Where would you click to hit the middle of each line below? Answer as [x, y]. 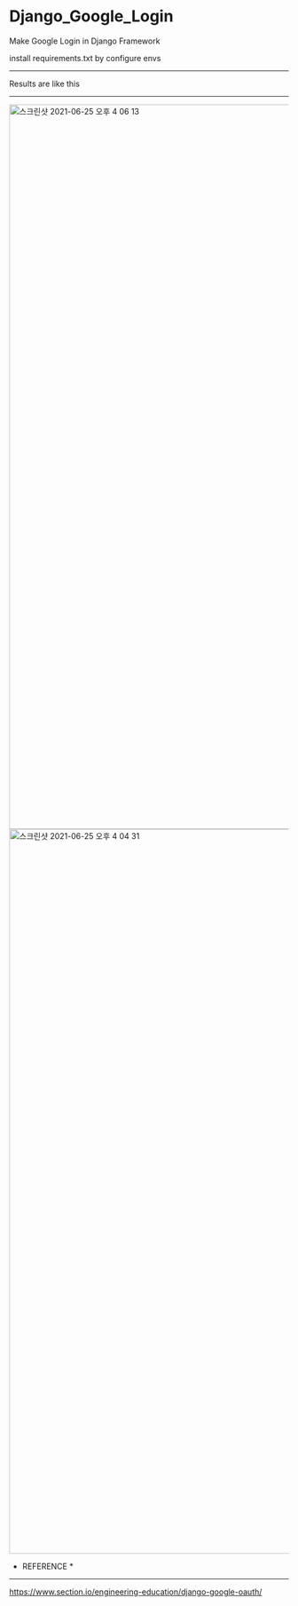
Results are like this [44, 83]
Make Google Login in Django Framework [85, 41]
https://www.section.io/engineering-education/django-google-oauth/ [136, 1592]
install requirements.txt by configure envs [85, 58]
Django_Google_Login [91, 16]
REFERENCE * [47, 1566]
